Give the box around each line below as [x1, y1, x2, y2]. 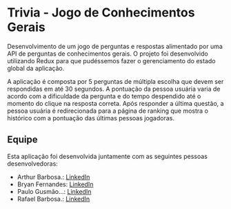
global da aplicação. [7, 64, 65, 72]
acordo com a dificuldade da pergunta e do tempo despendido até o [7, 91, 201, 100]
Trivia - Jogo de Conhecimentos [7, 5, 195, 21]
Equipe [7, 134, 38, 146]
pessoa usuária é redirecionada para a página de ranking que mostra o [7, 107, 209, 115]
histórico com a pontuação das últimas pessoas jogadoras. [7, 113, 174, 122]
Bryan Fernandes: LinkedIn [17, 180, 94, 188]
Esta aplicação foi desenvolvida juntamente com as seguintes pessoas [7, 152, 208, 160]
